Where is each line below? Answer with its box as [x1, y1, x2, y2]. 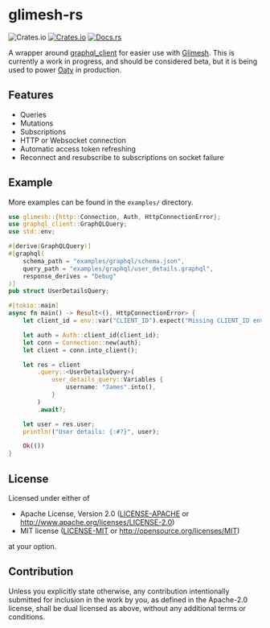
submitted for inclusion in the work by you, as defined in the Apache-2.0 [8, 594, 247, 605]
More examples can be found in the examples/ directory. [8, 197, 194, 207]
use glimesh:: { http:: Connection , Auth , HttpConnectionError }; [8, 213, 221, 221]
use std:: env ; [8, 228, 56, 236]
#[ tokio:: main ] [8, 302, 59, 310]
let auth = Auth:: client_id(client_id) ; [22, 331, 160, 339]
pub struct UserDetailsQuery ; [8, 287, 110, 295]
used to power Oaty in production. [8, 64, 122, 74]
